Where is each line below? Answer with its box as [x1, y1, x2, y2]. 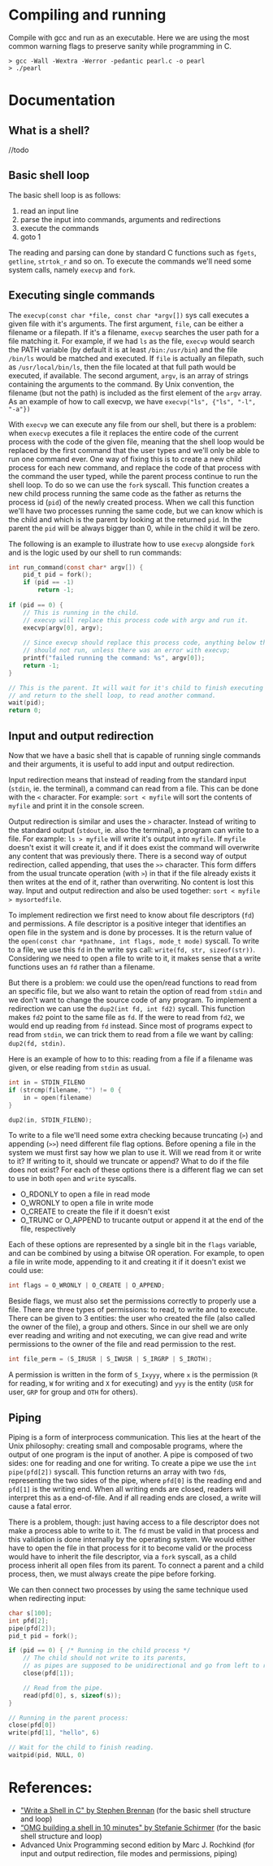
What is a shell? [8, 124, 90, 137]
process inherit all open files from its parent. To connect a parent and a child [8, 1560, 264, 1570]
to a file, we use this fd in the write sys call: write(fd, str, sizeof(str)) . [8, 945, 256, 954]
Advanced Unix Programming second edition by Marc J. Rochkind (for [19, 1840, 255, 1850]
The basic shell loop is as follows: [8, 190, 121, 200]
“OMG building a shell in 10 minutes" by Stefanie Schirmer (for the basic [19, 1822, 262, 1832]
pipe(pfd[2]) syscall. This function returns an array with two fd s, [8, 1467, 227, 1476]
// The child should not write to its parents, [23, 1654, 187, 1663]
